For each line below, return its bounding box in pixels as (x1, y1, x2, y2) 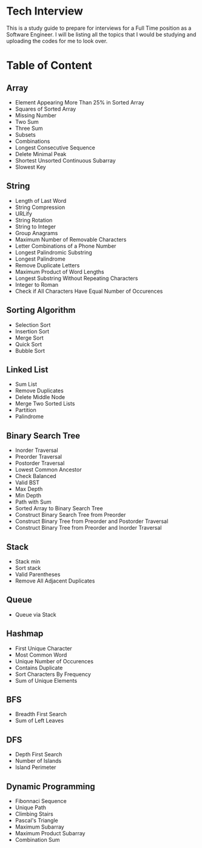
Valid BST (15, 479, 40, 487)
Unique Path (15, 804, 47, 812)
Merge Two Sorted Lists (15, 400, 75, 408)
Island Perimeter (15, 764, 56, 771)
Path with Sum (15, 498, 52, 505)
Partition (15, 406, 36, 414)
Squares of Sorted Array (15, 105, 76, 112)
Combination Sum (15, 836, 60, 844)
